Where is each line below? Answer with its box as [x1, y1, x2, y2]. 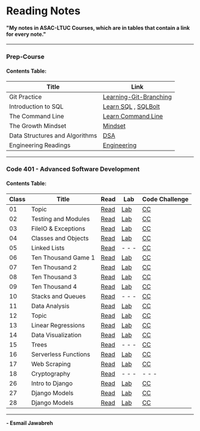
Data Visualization [31, 330, 82, 339]
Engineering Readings [9, 141, 71, 149]
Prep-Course [6, 52, 45, 61]
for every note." [6, 30, 46, 38]
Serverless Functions [31, 350, 90, 358]
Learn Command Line [102, 112, 163, 120]
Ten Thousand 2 [31, 263, 77, 271]
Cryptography [31, 369, 70, 377]
